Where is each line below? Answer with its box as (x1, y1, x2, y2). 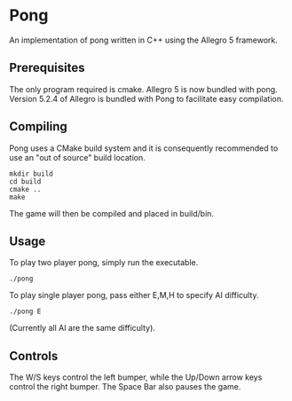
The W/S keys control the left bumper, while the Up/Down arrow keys (9, 372, 263, 382)
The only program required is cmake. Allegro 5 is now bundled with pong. (9, 83, 278, 94)
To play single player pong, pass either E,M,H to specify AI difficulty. (9, 290, 259, 301)
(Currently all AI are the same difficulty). (9, 323, 155, 334)
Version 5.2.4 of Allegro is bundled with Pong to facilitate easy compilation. (9, 93, 284, 104)
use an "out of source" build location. (9, 152, 146, 162)
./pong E (9, 307, 42, 316)
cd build (9, 177, 42, 186)
